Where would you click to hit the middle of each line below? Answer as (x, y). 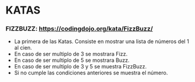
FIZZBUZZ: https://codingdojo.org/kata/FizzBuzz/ (79, 29)
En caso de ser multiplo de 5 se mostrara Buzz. (72, 60)
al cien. (23, 48)
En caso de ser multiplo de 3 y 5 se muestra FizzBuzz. (80, 67)
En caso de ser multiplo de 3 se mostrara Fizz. (71, 54)
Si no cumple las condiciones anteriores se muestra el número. (91, 73)
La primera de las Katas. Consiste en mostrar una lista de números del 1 (101, 41)
